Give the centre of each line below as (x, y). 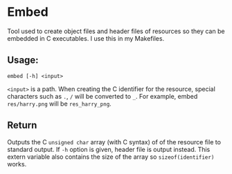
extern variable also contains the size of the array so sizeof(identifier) (111, 157)
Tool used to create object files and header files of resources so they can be (116, 31)
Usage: (23, 60)
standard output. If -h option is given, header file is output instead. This (109, 149)
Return (22, 125)
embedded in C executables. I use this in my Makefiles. (86, 38)
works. (17, 164)
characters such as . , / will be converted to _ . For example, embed (102, 96)
